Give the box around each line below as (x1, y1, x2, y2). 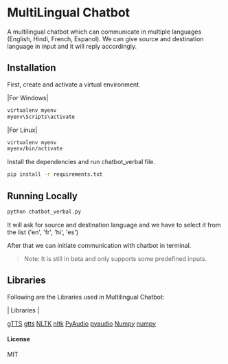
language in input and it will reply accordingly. (7, 42, 137, 50)
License (7, 335, 31, 343)
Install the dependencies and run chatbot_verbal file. (7, 158, 156, 166)
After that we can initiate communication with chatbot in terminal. (7, 241, 192, 249)
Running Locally (7, 190, 78, 202)
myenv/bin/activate (7, 146, 63, 152)
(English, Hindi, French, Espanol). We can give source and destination (7, 34, 204, 43)
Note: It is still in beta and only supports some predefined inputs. (23, 254, 207, 262)
